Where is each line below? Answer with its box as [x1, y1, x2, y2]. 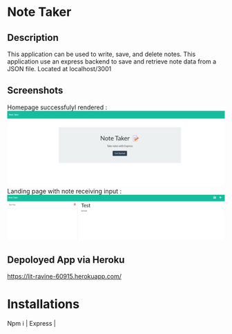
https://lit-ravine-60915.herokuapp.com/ [7, 272, 122, 281]
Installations [7, 297, 80, 312]
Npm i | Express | [7, 319, 57, 328]
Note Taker [7, 4, 72, 20]
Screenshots [7, 84, 64, 97]
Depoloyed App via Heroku [7, 254, 125, 266]
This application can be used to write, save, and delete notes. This [7, 50, 196, 58]
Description [7, 32, 59, 44]
